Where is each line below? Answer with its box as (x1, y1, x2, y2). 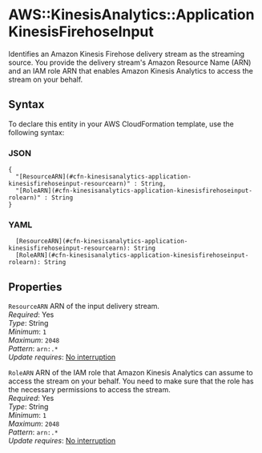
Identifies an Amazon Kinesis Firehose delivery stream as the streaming (8, 49, 245, 58)
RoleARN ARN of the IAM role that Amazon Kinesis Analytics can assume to (8, 368, 254, 378)
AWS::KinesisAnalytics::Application (8, 6, 255, 24)
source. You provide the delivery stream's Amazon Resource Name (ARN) (8, 58, 252, 67)
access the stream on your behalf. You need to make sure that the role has (8, 376, 254, 386)
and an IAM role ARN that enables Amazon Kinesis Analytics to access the (8, 66, 254, 75)
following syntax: (8, 127, 65, 137)
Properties (8, 280, 62, 294)
